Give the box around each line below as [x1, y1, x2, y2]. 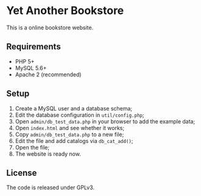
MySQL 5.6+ [15, 64, 47, 71]
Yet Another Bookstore [6, 4, 124, 18]
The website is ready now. [15, 150, 81, 158]
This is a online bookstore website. [6, 24, 94, 31]
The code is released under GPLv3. [6, 184, 95, 191]
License [6, 167, 37, 178]
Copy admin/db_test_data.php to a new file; [15, 131, 124, 138]
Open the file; [15, 143, 50, 151]
